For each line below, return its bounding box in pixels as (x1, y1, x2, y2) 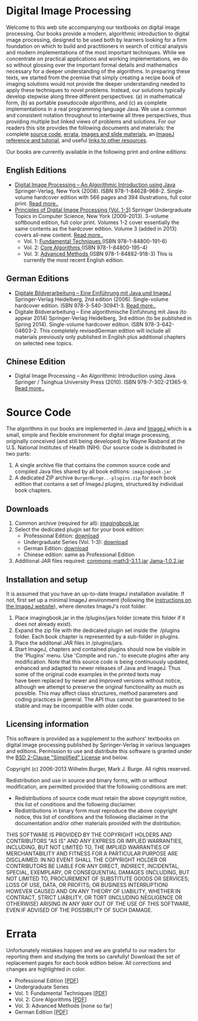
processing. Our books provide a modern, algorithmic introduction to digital (6, 30, 190, 37)
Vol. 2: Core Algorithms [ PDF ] (14, 996, 87, 1003)
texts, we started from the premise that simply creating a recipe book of (6, 74, 181, 81)
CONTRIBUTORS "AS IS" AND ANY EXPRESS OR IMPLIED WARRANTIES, (6, 837, 183, 844)
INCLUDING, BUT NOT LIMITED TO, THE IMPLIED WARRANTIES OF (6, 844, 170, 851)
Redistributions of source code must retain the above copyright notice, (14, 794, 187, 802)
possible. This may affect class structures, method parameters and (14, 689, 178, 696)
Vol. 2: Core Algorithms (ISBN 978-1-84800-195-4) (23, 244, 148, 251)
